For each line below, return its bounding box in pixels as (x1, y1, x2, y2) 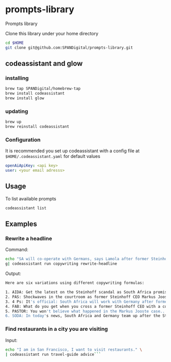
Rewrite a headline (5, 235, 52, 242)
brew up (5, 119, 22, 125)
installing (5, 75, 29, 81)
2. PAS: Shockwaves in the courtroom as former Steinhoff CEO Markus (5, 294, 156, 300)
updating (5, 107, 28, 115)
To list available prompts (5, 195, 56, 201)
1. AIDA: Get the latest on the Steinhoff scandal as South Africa (5, 290, 152, 295)
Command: (5, 246, 28, 253)
